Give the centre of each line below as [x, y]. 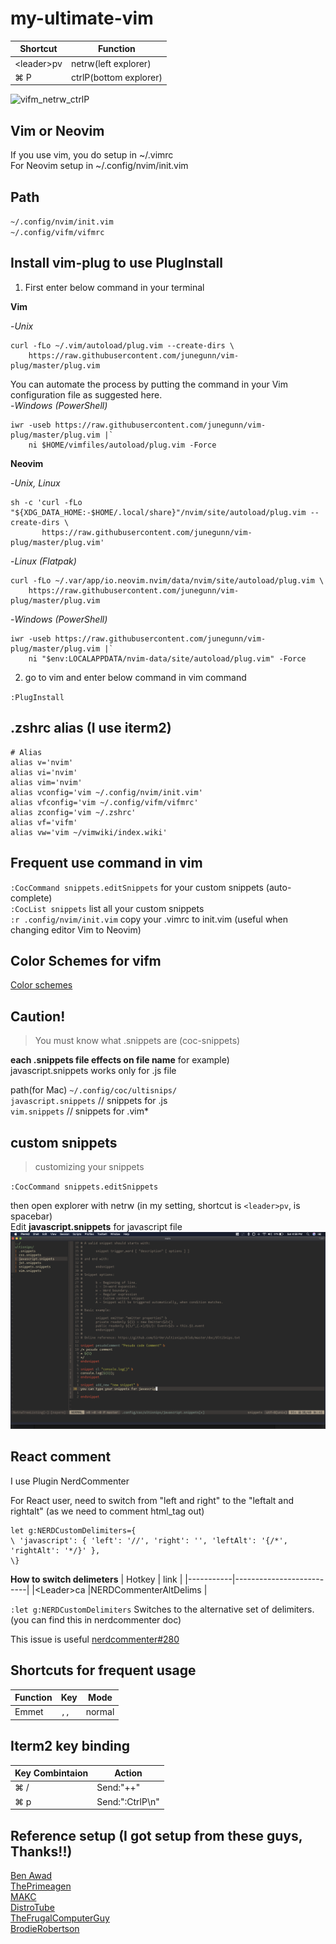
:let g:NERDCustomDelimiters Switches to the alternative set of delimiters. [162, 1609]
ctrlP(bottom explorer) [116, 77]
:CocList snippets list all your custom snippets [107, 908]
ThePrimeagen [41, 1886]
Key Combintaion [51, 1773]
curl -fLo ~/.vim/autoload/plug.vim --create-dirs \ [122, 345]
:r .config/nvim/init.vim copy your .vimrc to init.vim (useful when [149, 919]
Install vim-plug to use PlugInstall [116, 263]
